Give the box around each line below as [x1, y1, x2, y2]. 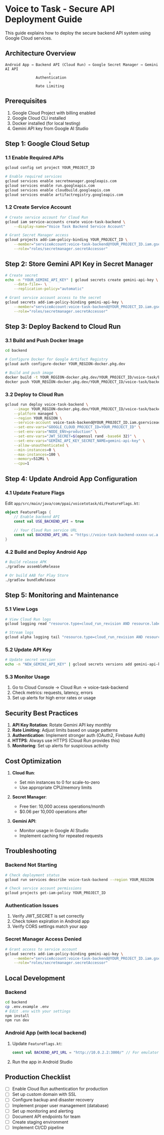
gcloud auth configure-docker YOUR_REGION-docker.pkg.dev [5, 361, 125, 367]
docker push [5, 379, 29, 384]
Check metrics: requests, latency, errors [12, 690, 93, 695]
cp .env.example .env [5, 1004, 49, 1009]
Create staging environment [12, 1119, 68, 1125]
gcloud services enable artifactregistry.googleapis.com [5, 192, 123, 197]
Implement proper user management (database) [12, 1102, 109, 1108]
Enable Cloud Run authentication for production [12, 1086, 108, 1092]
